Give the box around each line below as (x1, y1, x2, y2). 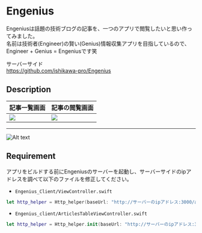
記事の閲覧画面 (51, 104, 94, 112)
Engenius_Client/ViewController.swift (14, 188, 112, 194)
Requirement (6, 151, 56, 161)
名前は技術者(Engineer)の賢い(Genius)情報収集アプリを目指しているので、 (6, 40, 190, 47)
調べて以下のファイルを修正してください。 (26, 175, 132, 182)
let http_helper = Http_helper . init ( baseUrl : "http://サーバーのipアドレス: (6, 222, 195, 228)
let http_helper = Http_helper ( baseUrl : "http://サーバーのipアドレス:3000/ (6, 199, 195, 205)
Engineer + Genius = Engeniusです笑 (6, 47, 97, 55)
